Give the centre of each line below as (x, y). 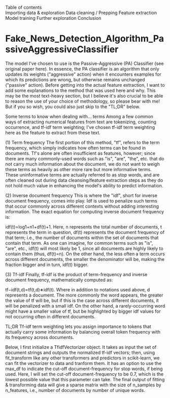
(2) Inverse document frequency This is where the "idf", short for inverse (81, 195)
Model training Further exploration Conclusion (53, 18)
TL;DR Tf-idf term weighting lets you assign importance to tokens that (78, 326)
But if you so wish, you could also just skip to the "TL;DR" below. (73, 107)
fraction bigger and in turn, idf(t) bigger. (47, 264)
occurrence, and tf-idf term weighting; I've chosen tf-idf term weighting (80, 127)
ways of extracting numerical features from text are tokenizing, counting (81, 122)
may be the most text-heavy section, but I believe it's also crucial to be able (84, 95)
